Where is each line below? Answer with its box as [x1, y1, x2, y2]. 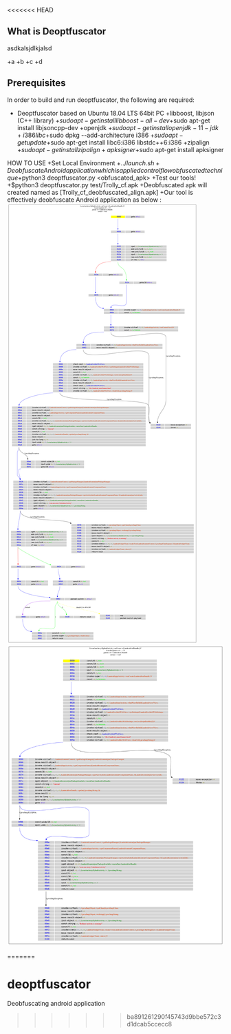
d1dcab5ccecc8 [126, 1020, 173, 1028]
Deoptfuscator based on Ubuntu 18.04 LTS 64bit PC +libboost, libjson [16, 109, 214, 117]
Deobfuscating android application [7, 999, 105, 1007]
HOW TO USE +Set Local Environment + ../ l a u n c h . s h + [7, 158, 160, 167]
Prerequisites [7, 77, 66, 89]
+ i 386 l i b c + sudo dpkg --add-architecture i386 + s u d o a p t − [16, 131, 184, 139]
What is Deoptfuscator [7, 25, 107, 37]
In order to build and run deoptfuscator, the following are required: [7, 96, 195, 104]
